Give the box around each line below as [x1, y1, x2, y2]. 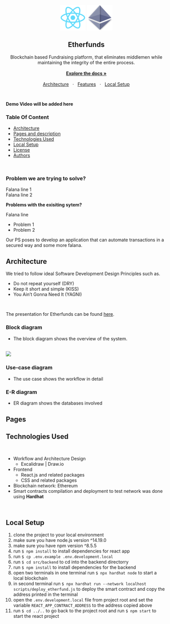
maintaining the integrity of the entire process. [37, 59, 135, 65]
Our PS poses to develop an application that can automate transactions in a [6, 237, 164, 243]
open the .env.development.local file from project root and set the [13, 597, 153, 603]
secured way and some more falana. [6, 242, 83, 248]
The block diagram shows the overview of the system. [13, 335, 128, 341]
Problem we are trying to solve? [6, 175, 86, 182]
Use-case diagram [6, 364, 53, 371]
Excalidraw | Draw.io [20, 461, 64, 467]
